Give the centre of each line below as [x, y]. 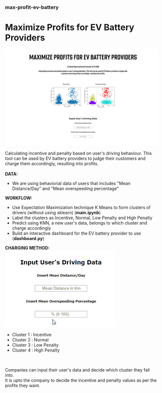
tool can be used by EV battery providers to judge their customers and [75, 158]
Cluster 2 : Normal [30, 339]
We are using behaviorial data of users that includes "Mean [71, 183]
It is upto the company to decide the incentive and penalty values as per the [81, 380]
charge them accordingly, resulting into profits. [52, 163]
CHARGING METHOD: [27, 248]
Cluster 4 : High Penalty [36, 350]
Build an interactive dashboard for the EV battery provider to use [77, 233]
